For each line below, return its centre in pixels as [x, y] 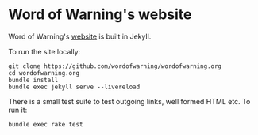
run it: [18, 110]
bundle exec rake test [46, 124]
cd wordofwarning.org [44, 73]
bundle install [33, 80]
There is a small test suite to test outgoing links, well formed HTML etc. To [129, 101]
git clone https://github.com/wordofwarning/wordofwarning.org [115, 66]
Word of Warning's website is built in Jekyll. [80, 36]
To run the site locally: [44, 51]
